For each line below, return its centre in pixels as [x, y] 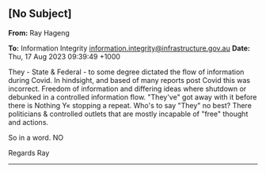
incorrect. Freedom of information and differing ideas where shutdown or [127, 88]
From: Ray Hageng [39, 32]
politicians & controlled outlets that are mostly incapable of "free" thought [128, 114]
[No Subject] [40, 14]
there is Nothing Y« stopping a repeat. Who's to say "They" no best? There [130, 105]
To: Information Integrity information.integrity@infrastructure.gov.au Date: [129, 48]
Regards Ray [29, 152]
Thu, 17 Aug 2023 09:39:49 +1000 [65, 56]
